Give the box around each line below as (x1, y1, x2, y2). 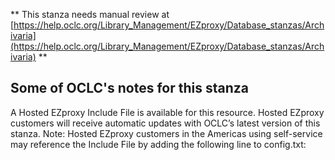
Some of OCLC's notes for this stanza (10, 80, 249, 97)
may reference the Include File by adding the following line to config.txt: (10, 138, 307, 150)
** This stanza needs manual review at (10, 9, 170, 20)
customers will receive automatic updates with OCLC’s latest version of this (10, 117, 321, 129)
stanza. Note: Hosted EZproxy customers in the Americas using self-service (10, 127, 323, 139)
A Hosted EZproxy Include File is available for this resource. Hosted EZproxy (10, 106, 325, 118)
